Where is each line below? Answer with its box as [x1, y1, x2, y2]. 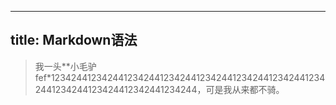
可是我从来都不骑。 [205, 83, 285, 95]
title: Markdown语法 [10, 32, 138, 49]
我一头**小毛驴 [34, 60, 97, 72]
